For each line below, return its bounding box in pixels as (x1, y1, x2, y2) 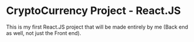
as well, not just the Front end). (6, 29, 81, 36)
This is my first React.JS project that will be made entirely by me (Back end (6, 23, 189, 30)
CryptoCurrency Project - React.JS (6, 4, 181, 17)
